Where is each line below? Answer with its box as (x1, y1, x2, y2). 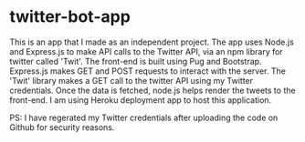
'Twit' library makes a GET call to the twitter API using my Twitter (9, 75, 254, 86)
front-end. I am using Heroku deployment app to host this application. (9, 94, 272, 106)
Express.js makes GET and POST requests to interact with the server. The (9, 66, 286, 76)
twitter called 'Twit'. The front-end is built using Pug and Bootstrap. (9, 56, 262, 66)
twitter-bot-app (9, 6, 131, 27)
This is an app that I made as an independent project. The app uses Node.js (9, 36, 294, 47)
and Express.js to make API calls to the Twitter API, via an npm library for (9, 46, 283, 56)
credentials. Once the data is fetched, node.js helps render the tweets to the (9, 85, 296, 96)
